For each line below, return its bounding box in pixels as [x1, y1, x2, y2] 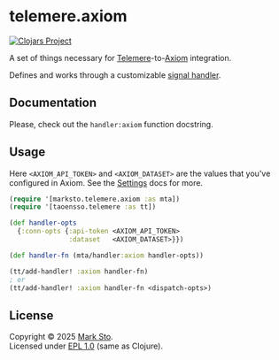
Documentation [9, 96, 97, 111]
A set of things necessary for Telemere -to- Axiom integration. [9, 52, 232, 63]
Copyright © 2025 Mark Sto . [9, 332, 113, 342]
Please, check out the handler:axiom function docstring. [9, 119, 214, 129]
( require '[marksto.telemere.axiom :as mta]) [9, 195, 180, 203]
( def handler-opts [9, 218, 77, 227]
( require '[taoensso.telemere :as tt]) [9, 203, 157, 211]
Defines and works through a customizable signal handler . [9, 69, 221, 80]
